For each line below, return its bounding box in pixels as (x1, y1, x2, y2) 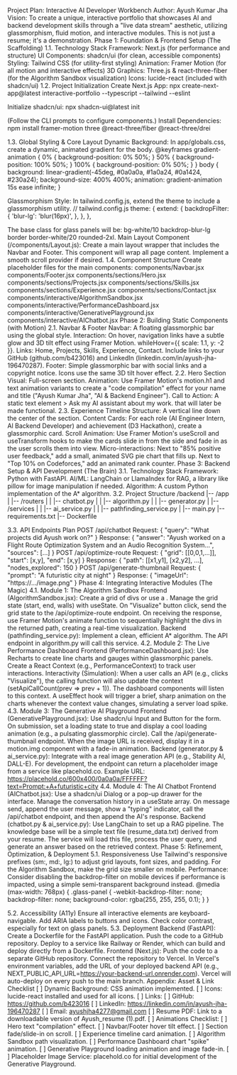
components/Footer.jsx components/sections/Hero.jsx (7, 271, 167, 279)
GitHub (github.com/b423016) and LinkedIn (7, 354, 135, 362)
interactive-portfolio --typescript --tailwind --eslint (42, 89, 191, 97)
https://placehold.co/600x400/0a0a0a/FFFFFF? (7, 775, 148, 783)
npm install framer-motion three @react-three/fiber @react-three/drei (7, 124, 211, 132)
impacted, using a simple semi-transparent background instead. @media (7, 880, 220, 888)
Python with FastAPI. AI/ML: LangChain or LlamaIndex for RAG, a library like (7, 475, 228, 483)
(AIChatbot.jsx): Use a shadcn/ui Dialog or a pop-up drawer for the (7, 790, 202, 798)
